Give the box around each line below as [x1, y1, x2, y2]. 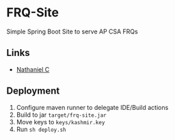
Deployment [6, 85, 60, 97]
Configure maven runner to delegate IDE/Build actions [16, 103, 169, 111]
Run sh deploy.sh [16, 125, 66, 133]
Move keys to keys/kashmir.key [16, 117, 105, 126]
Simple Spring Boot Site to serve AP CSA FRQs [6, 27, 138, 36]
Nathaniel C [16, 65, 50, 73]
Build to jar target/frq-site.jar [16, 111, 107, 119]
